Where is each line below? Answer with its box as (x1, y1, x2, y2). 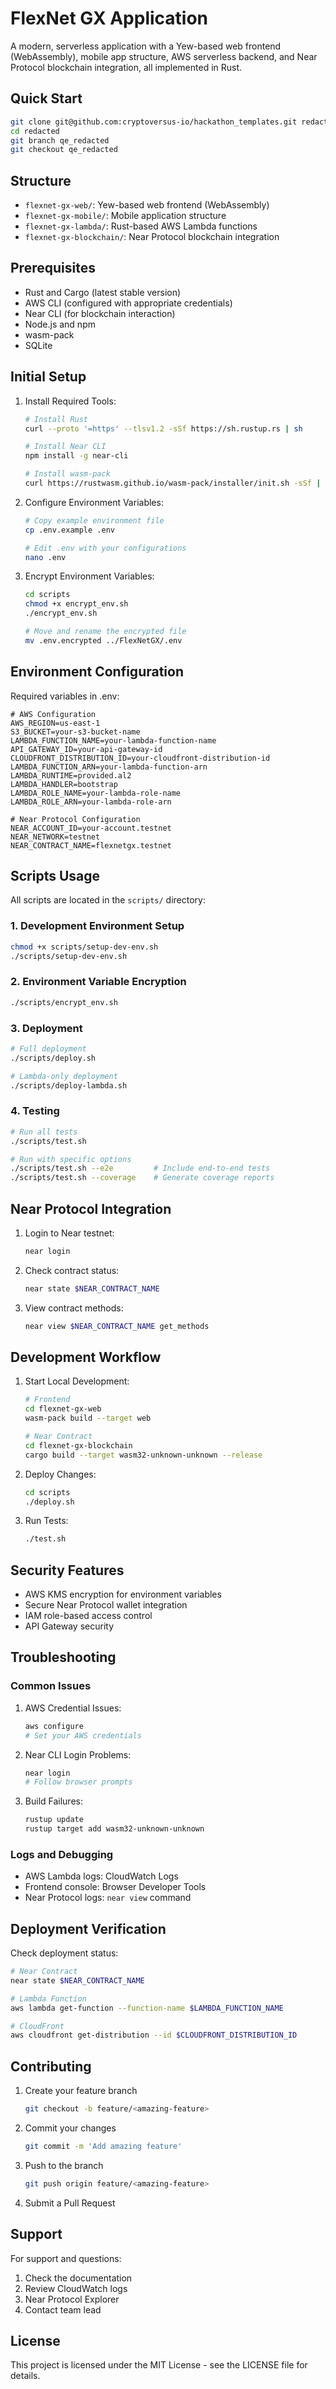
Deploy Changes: (24, 1468, 97, 1480)
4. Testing (10, 1104, 60, 1118)
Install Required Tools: (24, 395, 117, 407)
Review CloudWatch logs (24, 2282, 128, 2294)
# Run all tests (10, 1127, 78, 1137)
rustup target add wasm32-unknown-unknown (24, 1824, 205, 1834)
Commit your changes (24, 2122, 117, 2134)
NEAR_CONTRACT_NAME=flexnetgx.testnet (10, 840, 172, 851)
